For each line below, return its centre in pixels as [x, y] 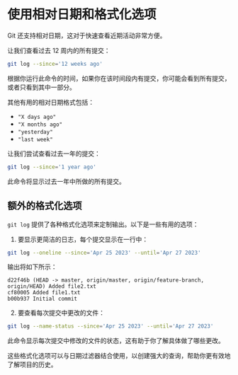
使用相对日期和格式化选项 [82, 15]
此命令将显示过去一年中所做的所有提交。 [66, 181]
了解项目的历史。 [32, 364]
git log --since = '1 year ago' [52, 167]
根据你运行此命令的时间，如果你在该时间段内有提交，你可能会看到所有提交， [119, 78]
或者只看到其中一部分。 [41, 87]
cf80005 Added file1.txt [44, 293]
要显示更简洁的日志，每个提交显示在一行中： [83, 239]
